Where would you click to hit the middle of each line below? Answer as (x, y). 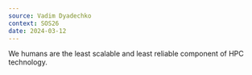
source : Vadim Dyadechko (50, 16)
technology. (28, 62)
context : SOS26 (34, 23)
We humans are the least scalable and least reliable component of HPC (126, 54)
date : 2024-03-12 (37, 31)
